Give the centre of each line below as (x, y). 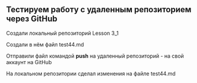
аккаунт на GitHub (29, 62)
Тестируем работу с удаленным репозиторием (99, 10)
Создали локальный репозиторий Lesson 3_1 (62, 33)
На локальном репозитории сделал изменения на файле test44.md (91, 74)
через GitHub (32, 19)
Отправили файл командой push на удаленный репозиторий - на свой (95, 56)
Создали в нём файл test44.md (45, 44)
